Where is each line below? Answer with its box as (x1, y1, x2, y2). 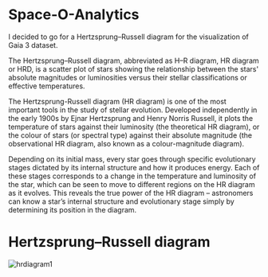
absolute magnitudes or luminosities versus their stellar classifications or (8, 72, 247, 82)
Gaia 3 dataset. (8, 40, 58, 49)
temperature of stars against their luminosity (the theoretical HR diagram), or (8, 122, 260, 131)
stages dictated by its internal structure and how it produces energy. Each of (8, 162, 260, 172)
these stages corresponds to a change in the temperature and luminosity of (8, 171, 257, 181)
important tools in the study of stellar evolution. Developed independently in (8, 105, 258, 115)
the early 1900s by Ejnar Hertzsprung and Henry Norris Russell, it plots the (8, 113, 254, 123)
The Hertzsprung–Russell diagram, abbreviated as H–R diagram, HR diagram (8, 56, 259, 65)
